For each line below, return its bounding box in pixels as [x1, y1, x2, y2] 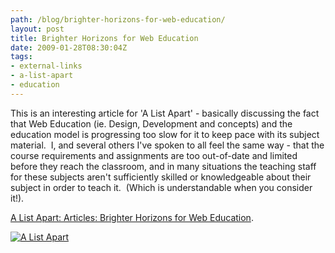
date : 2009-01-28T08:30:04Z [10, 42, 128, 53]
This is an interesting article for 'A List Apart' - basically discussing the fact [10, 107, 320, 119]
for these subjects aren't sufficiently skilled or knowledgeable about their [10, 171, 312, 183]
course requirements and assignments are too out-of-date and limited [10, 149, 298, 161]
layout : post [10, 24, 65, 34]
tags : [10, 52, 33, 62]
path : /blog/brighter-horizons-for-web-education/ [10, 14, 226, 25]
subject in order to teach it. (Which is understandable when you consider [10, 181, 313, 193]
